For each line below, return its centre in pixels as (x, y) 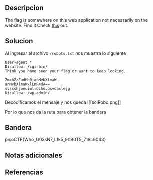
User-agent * (19, 62)
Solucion (19, 41)
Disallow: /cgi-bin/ (27, 67)
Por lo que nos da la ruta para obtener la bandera (56, 112)
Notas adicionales (34, 155)
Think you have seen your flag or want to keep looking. (66, 71)
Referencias (24, 173)
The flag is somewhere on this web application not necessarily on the (77, 20)
